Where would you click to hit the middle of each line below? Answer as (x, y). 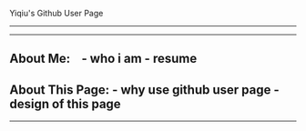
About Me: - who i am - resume (103, 59)
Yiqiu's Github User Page (56, 13)
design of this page (65, 104)
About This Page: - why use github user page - (144, 90)
